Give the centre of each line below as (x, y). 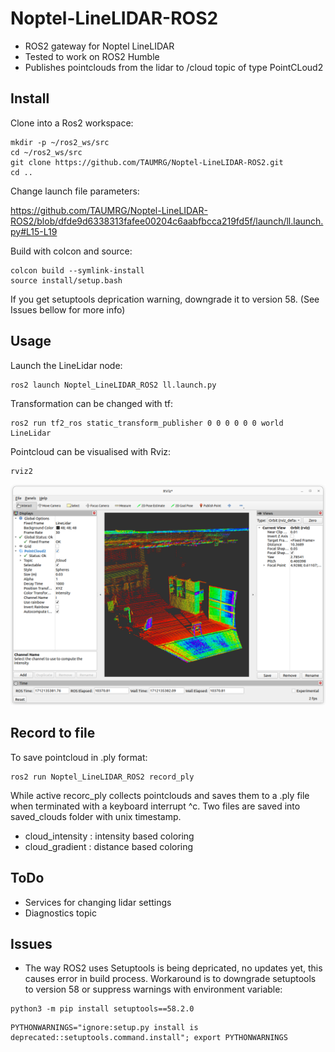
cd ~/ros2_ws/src (46, 152)
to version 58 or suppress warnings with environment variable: (153, 989)
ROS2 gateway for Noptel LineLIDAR (99, 46)
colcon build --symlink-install (77, 270)
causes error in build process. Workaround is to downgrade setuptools (170, 979)
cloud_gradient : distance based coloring (109, 846)
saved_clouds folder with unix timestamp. (96, 816)
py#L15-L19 (34, 231)
